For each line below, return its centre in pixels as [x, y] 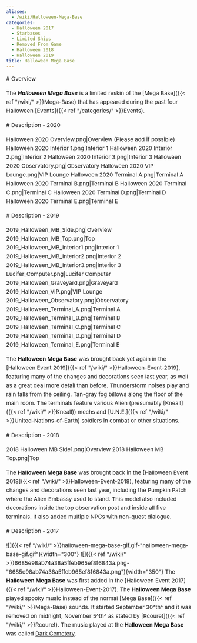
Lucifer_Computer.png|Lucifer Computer [59, 274]
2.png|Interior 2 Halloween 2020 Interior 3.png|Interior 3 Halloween [94, 157]
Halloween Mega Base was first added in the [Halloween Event [88, 580]
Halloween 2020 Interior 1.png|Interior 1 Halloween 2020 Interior [89, 148]
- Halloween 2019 [33, 55]
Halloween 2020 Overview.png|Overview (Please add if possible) [91, 139]
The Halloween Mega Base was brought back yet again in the [86, 359]
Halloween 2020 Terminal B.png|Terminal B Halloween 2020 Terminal [96, 183]
